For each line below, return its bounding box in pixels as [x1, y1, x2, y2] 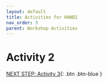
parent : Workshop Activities [6, 25, 78, 31]
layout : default [6, 8, 46, 15]
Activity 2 [6, 51, 55, 64]
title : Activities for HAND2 [6, 14, 78, 20]
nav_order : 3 [6, 20, 38, 25]
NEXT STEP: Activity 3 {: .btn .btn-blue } [6, 71, 102, 78]
